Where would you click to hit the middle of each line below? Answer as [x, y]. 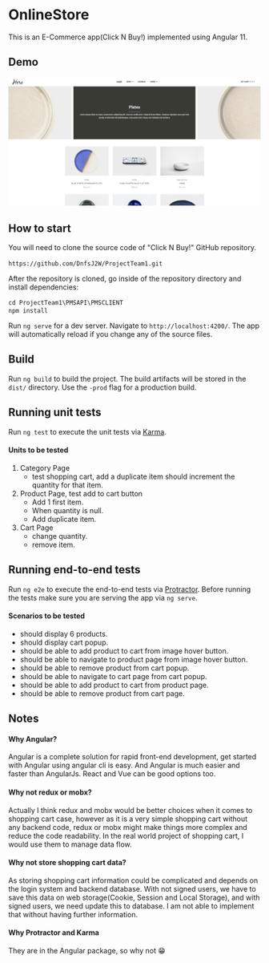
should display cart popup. [64, 642]
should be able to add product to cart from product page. [114, 685]
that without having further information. [73, 914]
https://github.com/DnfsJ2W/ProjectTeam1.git [85, 263]
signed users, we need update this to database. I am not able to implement [131, 906]
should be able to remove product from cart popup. [104, 668]
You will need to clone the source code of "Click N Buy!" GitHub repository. [132, 247]
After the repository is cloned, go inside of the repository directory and [125, 278]
